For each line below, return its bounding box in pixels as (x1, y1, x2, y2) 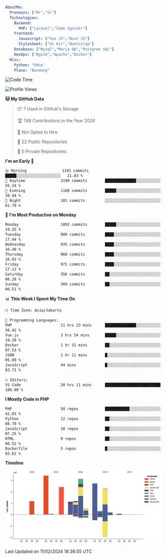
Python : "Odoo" (14, 62, 46, 68)
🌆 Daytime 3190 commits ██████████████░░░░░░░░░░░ (5, 179, 161, 184)
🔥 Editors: (5, 377, 28, 382)
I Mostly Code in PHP (5, 396, 50, 402)
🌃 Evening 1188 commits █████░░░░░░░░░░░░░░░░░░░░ (5, 188, 161, 193)
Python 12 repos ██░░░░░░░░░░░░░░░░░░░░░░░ (5, 416, 161, 422)
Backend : (14, 20, 32, 25)
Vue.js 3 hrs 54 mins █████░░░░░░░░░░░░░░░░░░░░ (5, 333, 161, 338)
